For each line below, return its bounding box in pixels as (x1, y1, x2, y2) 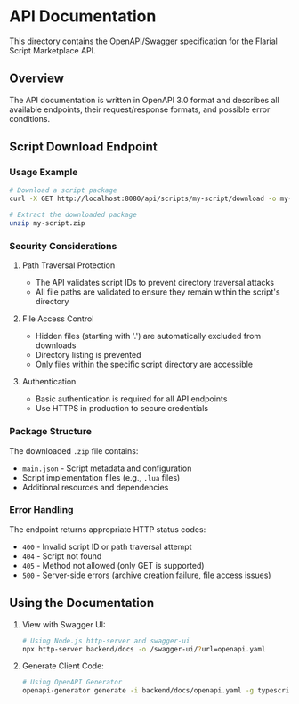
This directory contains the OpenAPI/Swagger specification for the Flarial (9, 36, 278, 46)
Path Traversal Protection (21, 260, 116, 271)
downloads (35, 340, 77, 351)
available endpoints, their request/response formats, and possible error (9, 104, 271, 115)
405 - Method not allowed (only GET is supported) (21, 560, 205, 570)
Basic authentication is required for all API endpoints (35, 393, 228, 404)
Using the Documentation (9, 595, 154, 611)
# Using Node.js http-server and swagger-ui (21, 636, 190, 645)
